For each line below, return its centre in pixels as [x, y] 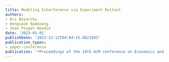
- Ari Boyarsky [21, 19]
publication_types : [26, 42]
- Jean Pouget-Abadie [28, 28]
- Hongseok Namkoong [27, 24]
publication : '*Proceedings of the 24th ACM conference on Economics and [85, 51]
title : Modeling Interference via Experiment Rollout [63, 10]
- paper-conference [26, 47]
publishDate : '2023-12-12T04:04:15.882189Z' [53, 38]
